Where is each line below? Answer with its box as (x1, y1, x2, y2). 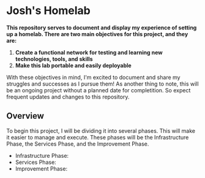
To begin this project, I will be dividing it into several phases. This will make (6, 127, 196, 135)
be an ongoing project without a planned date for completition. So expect (6, 86, 191, 94)
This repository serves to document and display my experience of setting (6, 24, 197, 31)
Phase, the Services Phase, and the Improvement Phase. (6, 140, 149, 147)
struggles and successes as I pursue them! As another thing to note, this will (6, 80, 199, 87)
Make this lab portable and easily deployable (15, 62, 132, 69)
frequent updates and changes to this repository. (6, 93, 130, 100)
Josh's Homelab (6, 4, 91, 18)
